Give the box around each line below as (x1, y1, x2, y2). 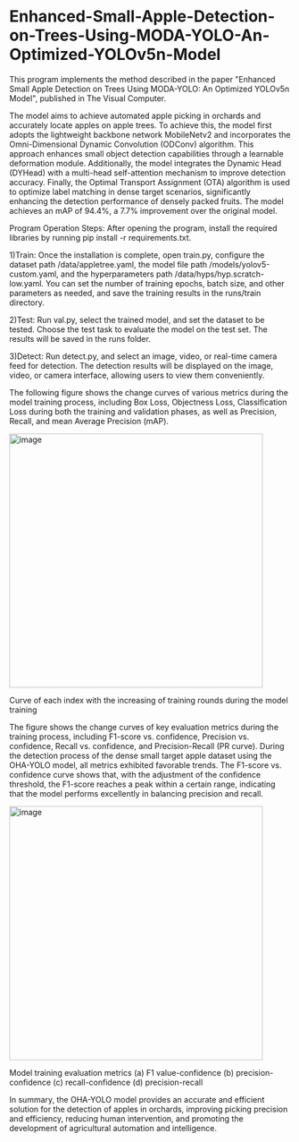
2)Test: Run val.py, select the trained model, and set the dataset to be (9, 314, 265, 325)
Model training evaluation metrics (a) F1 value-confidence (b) (9, 1067, 235, 1078)
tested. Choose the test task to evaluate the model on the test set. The (9, 324, 268, 335)
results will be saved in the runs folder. (9, 333, 152, 344)
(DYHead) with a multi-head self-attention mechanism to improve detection (9, 167, 287, 178)
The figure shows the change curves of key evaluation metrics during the (9, 721, 279, 732)
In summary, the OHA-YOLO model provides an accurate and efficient (9, 1094, 265, 1104)
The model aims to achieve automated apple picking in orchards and (9, 110, 262, 121)
